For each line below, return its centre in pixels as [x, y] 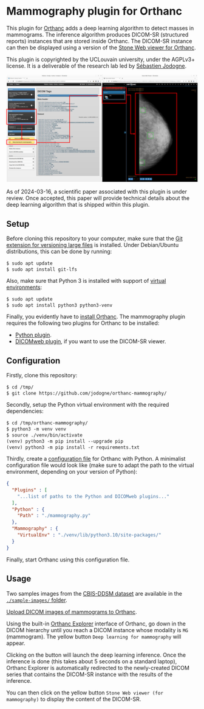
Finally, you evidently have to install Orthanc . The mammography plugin [96, 317]
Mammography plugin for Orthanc [94, 11]
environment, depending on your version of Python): [72, 472]
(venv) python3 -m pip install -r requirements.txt [73, 447]
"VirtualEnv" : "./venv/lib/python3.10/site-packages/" [90, 535]
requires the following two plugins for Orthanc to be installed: [83, 323]
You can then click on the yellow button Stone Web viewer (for [85, 693]
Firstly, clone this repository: [42, 376]
